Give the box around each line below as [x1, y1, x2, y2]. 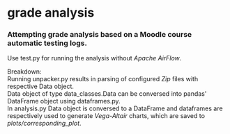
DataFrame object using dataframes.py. [7, 97, 121, 106]
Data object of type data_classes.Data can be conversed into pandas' [7, 90, 207, 98]
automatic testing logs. [7, 38, 87, 48]
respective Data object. [7, 82, 75, 91]
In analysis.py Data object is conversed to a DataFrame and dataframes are [7, 104, 223, 112]
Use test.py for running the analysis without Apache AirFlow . [7, 54, 182, 62]
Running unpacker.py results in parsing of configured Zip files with [7, 75, 199, 83]
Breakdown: [7, 67, 42, 76]
